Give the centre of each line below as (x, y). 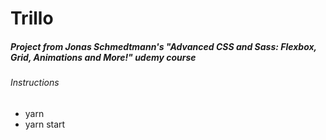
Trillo (32, 18)
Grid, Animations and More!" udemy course (103, 57)
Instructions (35, 83)
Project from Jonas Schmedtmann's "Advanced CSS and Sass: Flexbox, (163, 46)
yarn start (45, 124)
